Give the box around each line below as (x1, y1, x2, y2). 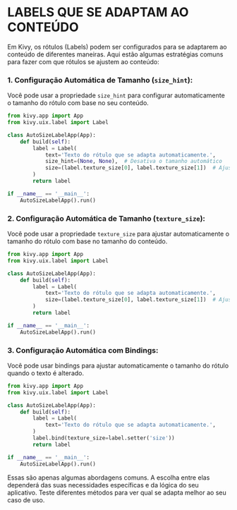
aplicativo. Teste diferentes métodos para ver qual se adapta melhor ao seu (7, 488, 227, 497)
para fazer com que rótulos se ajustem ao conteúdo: (7, 57, 160, 66)
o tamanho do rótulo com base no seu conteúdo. (7, 99, 150, 107)
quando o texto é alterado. (7, 368, 85, 377)
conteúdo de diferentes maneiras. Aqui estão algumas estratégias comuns (7, 50, 224, 59)
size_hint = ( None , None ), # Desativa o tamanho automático (44, 158, 222, 165)
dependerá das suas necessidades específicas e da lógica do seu (7, 480, 199, 489)
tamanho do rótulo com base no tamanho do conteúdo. (7, 237, 168, 245)
